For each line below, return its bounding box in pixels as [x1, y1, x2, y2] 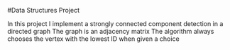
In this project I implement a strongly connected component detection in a [7, 20, 224, 27]
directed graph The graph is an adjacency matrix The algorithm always [7, 27, 214, 35]
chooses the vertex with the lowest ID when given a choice [7, 35, 180, 43]
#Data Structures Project [7, 6, 80, 14]
